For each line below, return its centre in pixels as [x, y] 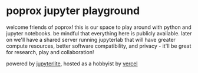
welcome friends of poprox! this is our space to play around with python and [99, 27]
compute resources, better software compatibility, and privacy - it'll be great [99, 46]
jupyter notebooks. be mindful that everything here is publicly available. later [99, 33]
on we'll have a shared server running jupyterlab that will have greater [91, 39]
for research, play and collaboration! [50, 52]
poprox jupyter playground [73, 11]
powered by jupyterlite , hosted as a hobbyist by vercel [72, 64]
